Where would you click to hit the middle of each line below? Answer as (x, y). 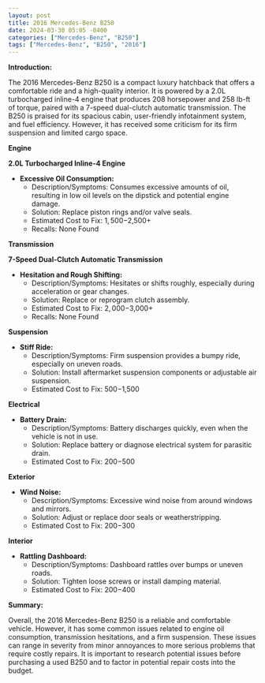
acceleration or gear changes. (80, 292)
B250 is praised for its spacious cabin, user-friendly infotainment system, (127, 116)
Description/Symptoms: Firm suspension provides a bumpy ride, (136, 356)
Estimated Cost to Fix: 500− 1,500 (85, 389)
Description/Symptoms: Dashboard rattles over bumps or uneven (137, 565)
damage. (46, 204)
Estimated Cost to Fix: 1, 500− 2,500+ (91, 221)
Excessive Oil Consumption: (67, 179)
